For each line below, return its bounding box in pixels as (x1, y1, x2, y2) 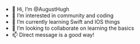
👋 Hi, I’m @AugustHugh (11, 6, 69, 12)
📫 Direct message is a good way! (11, 32, 95, 38)
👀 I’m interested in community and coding (11, 12, 114, 19)
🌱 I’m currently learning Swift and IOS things (11, 18, 120, 25)
